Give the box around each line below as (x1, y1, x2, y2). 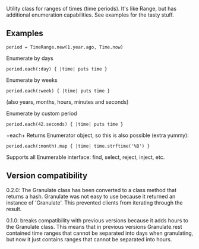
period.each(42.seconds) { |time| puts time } (6, 121, 124, 127)
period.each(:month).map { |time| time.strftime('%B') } (6, 143, 150, 149)
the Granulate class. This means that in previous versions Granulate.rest (6, 223, 182, 230)
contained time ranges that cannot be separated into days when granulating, (6, 229, 194, 237)
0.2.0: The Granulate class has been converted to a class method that (6, 186, 177, 193)
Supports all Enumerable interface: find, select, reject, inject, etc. (6, 154, 165, 161)
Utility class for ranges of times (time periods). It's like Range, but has (6, 5, 177, 12)
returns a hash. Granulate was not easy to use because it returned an (6, 193, 176, 200)
